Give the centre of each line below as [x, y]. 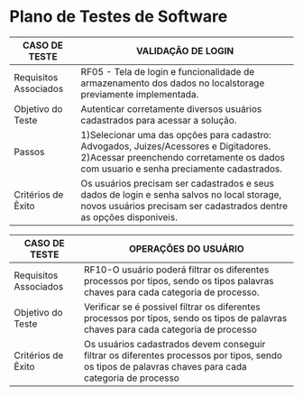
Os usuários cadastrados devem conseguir [175, 344]
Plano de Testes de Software [119, 17]
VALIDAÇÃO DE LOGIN [185, 51]
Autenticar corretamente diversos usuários [171, 108]
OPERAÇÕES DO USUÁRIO [187, 248]
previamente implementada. [140, 94]
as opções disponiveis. [129, 216]
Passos [29, 152]
